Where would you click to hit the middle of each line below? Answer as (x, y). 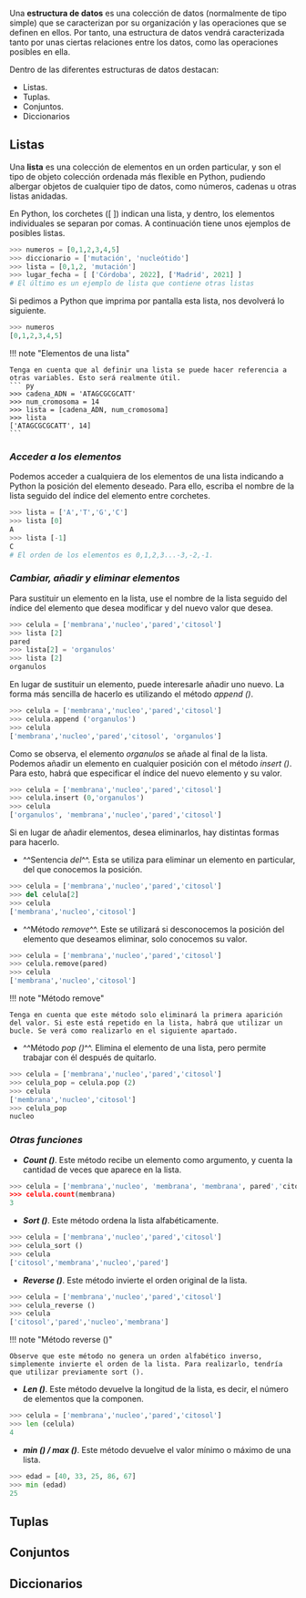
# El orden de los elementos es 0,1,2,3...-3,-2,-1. (112, 555)
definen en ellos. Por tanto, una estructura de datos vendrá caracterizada (147, 32)
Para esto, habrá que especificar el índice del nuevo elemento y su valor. (146, 773)
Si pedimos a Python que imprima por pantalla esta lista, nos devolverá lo (147, 301)
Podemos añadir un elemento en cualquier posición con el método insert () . (151, 763)
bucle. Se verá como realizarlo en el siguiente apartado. (124, 1031)
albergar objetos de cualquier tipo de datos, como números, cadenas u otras (153, 186)
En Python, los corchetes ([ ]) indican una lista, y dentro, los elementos (142, 213)
